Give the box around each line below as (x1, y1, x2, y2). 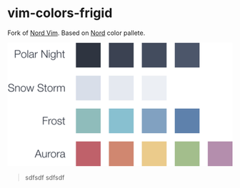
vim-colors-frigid (7, 5, 113, 21)
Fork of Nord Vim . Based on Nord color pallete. (7, 28, 146, 37)
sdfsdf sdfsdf (24, 173, 65, 182)
